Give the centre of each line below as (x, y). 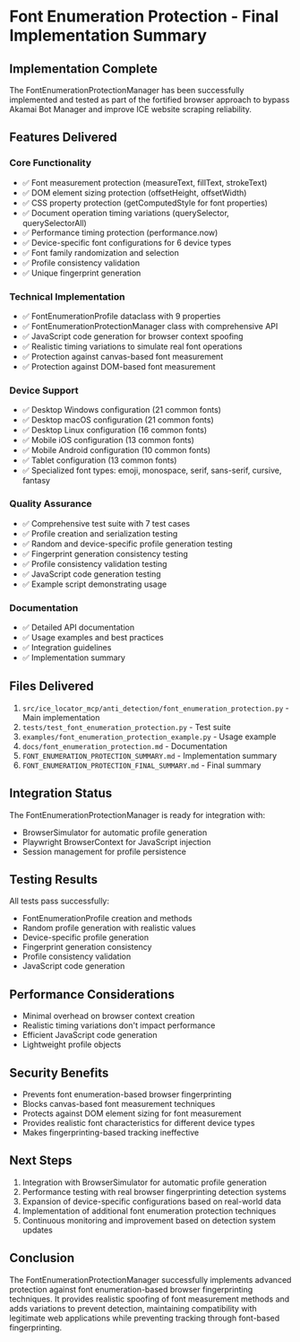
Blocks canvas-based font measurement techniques (119, 1103)
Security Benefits (59, 1072)
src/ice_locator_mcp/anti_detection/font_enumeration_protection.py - (155, 708)
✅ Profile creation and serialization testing (100, 533)
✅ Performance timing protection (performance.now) (120, 232)
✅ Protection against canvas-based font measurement (123, 356)
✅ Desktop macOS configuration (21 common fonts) (118, 420)
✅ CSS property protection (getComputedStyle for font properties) (145, 203)
